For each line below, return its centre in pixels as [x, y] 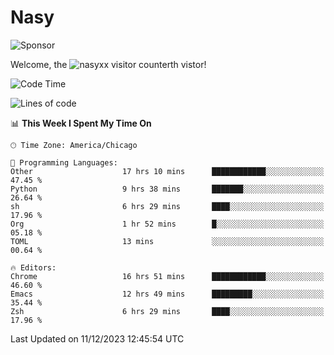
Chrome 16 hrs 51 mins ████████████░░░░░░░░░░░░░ [167, 276]
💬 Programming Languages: [64, 162]
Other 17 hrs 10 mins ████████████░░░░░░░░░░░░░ [167, 171]
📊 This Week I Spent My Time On [81, 123]
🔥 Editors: [33, 267]
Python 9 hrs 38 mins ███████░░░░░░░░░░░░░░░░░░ [167, 189]
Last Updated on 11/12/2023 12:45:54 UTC [97, 338]
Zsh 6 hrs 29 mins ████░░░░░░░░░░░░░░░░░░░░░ [167, 311]
